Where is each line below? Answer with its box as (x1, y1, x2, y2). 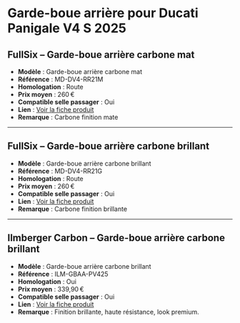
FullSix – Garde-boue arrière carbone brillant (7, 140, 209, 153)
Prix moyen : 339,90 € (17, 284, 84, 293)
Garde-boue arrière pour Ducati (7, 5, 199, 21)
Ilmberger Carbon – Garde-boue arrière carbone (7, 232, 225, 244)
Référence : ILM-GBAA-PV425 (17, 270, 109, 278)
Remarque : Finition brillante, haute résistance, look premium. (17, 307, 200, 316)
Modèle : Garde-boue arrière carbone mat (17, 68, 143, 76)
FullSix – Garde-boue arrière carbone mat (7, 48, 195, 61)
